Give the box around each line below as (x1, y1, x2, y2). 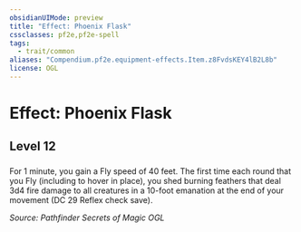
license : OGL (9, 64, 59, 73)
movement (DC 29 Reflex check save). (9, 195, 153, 206)
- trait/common (17, 47, 75, 56)
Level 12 (9, 139, 56, 154)
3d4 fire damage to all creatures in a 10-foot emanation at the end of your (9, 185, 284, 196)
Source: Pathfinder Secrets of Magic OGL (9, 212, 165, 223)
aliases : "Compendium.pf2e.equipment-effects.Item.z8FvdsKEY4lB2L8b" (9, 55, 278, 64)
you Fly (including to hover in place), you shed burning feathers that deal (9, 176, 281, 187)
